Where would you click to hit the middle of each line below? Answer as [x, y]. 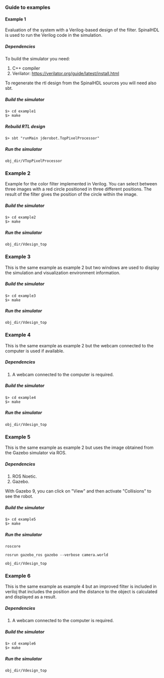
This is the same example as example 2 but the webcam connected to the [79, 345]
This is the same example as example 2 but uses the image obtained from [79, 447]
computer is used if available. [35, 351]
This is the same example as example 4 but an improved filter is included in [81, 587]
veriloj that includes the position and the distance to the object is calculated [81, 592]
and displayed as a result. [31, 597]
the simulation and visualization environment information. [63, 273]
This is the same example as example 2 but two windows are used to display [82, 267]
